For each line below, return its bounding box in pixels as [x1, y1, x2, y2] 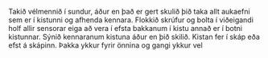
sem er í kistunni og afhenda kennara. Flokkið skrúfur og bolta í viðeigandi [8, 15, 254, 25]
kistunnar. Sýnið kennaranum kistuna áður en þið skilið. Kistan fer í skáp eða [8, 32, 260, 41]
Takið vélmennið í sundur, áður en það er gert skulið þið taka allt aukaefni [8, 7, 251, 16]
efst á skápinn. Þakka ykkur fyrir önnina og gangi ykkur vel [8, 41, 203, 50]
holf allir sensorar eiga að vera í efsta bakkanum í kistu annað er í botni [8, 24, 243, 33]
